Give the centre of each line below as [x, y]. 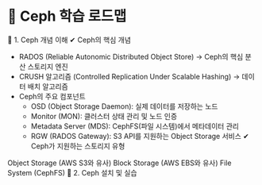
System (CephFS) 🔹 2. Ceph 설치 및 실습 [72, 172]
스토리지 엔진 [48, 66]
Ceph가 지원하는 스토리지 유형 [78, 146]
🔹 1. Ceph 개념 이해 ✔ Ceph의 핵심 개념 [69, 40]
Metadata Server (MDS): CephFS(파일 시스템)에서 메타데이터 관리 [135, 126]
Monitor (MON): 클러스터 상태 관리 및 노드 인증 [104, 116]
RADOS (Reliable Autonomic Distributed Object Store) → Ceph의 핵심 [131, 56]
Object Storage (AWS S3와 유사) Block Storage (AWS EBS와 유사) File [119, 163]
